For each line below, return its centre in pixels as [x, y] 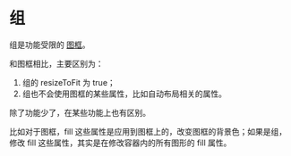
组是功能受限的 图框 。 [50, 45]
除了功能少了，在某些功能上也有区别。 [80, 112]
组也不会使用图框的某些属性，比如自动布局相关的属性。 [124, 94]
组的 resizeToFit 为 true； [69, 82]
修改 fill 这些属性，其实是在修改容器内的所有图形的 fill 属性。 [120, 143]
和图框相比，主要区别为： [56, 63]
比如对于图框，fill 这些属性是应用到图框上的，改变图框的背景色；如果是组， [148, 131]
